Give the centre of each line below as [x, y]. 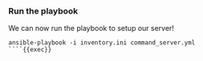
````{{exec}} [30, 50]
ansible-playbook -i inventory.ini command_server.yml [102, 43]
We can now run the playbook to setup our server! [91, 29]
